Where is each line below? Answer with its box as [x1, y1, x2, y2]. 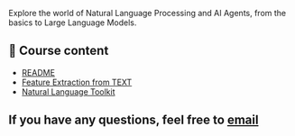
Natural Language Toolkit [21, 86, 115, 97]
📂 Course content [8, 43, 109, 59]
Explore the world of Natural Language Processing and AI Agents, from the [8, 8, 287, 18]
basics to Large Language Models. [8, 17, 137, 28]
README [21, 67, 56, 77]
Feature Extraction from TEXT [21, 77, 133, 87]
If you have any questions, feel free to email [8, 113, 259, 128]
